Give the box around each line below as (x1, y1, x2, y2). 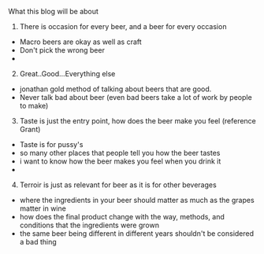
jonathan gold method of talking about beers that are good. (19, 84, 212, 94)
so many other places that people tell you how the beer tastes (19, 149, 221, 157)
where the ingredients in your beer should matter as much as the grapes (19, 196, 255, 204)
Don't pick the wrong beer (19, 46, 105, 54)
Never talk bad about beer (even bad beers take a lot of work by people (19, 93, 252, 101)
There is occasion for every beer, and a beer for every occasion (19, 22, 227, 31)
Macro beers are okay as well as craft (19, 37, 142, 46)
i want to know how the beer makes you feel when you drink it (19, 156, 221, 166)
